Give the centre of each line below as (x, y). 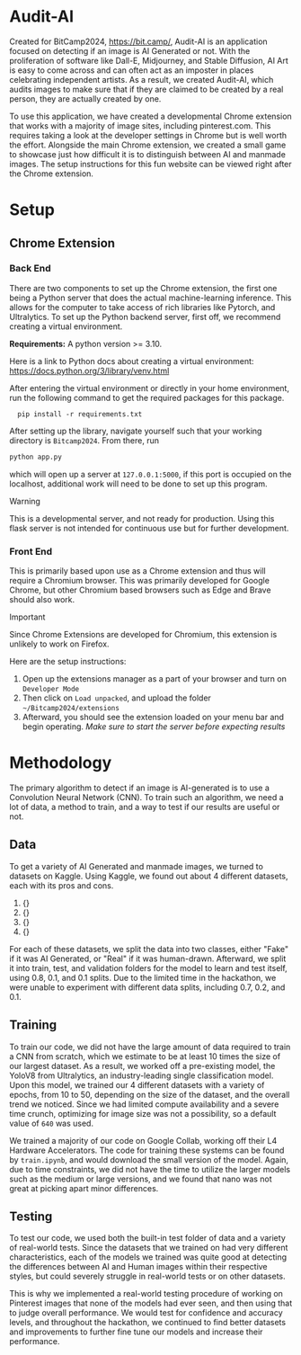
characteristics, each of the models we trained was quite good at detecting (148, 1257)
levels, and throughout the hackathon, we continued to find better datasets (147, 1323)
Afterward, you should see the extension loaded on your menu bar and (153, 717)
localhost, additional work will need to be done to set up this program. (138, 484)
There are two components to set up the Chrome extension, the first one (143, 288)
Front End (31, 551)
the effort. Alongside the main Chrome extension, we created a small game (148, 145)
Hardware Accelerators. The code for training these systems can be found (147, 1150)
